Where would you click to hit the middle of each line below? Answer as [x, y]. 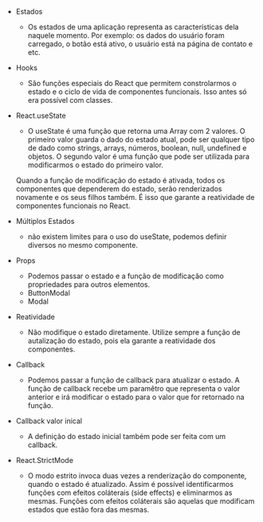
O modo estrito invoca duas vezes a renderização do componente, [137, 476]
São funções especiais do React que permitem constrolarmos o [132, 83]
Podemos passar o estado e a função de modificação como [126, 276]
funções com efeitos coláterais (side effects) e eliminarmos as [130, 493]
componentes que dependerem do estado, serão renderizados [119, 189]
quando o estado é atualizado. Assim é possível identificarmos [130, 484]
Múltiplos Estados [45, 221]
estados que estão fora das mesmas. [88, 510]
